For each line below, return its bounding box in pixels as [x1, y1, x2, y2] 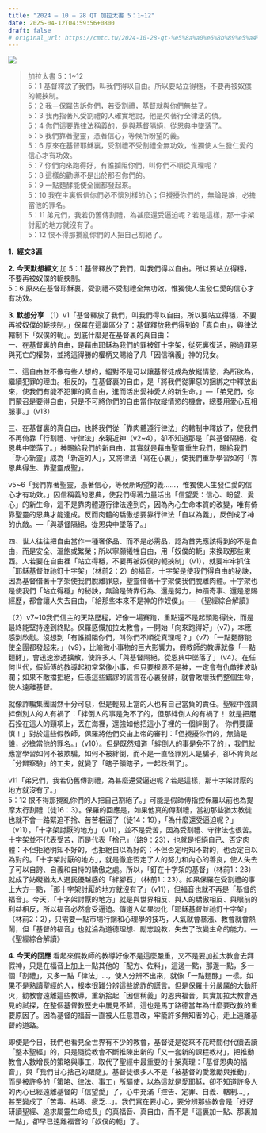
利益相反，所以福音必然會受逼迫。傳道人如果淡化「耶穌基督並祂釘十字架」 [8, 904, 251, 914]
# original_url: [8, 33, 62, 42]
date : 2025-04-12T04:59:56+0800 [8, 19, 115, 27]
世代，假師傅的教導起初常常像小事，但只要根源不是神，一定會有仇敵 [14, 663, 237, 672]
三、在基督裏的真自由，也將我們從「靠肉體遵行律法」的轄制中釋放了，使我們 [8, 424, 258, 433]
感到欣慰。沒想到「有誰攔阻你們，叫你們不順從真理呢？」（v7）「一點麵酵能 [8, 632, 252, 643]
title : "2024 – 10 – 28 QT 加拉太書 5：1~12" [8, 11, 155, 20]
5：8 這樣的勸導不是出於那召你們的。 [27, 171, 150, 180]
